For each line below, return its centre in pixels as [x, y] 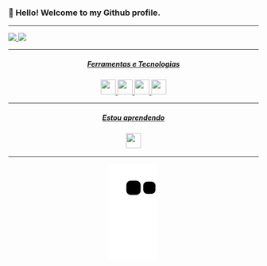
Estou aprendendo [133, 118]
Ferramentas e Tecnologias [133, 64]
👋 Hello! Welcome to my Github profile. [85, 13]
